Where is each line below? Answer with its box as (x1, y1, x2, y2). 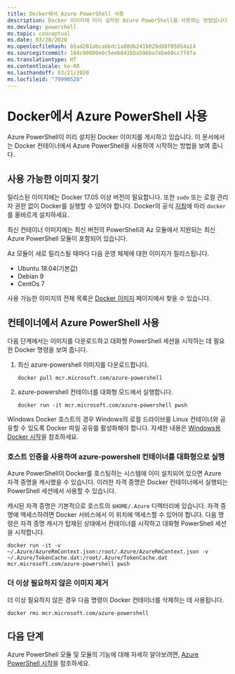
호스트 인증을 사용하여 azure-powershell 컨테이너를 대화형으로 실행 (7, 452, 225, 462)
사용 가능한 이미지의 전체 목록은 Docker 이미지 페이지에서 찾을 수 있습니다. (7, 294, 212, 303)
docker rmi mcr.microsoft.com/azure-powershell (7, 609, 149, 616)
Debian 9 (17, 272, 44, 281)
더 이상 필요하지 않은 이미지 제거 (7, 578, 109, 588)
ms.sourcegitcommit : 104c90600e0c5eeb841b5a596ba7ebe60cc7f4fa (7, 50, 196, 57)
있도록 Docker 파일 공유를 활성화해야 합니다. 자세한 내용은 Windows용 (27, 424, 221, 432)
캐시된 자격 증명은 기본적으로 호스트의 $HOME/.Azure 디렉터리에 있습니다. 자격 (7, 502, 220, 510)
